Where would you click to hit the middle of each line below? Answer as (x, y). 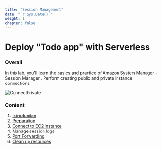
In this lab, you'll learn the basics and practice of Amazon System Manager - (81, 73)
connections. (18, 83)
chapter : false (20, 23)
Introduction (24, 116)
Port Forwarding (28, 136)
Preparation (24, 121)
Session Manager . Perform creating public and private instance (69, 78)
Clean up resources (32, 142)
